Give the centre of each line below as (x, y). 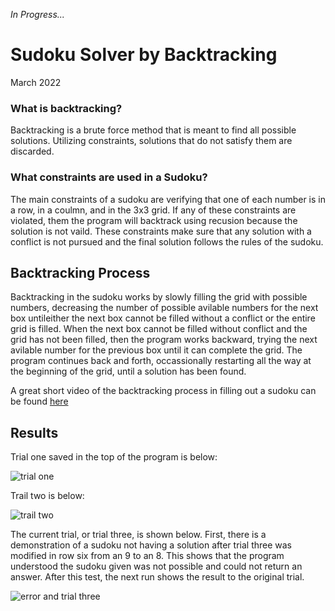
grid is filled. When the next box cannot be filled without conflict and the (159, 329)
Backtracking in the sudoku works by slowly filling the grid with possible (159, 297)
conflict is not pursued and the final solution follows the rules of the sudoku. (167, 241)
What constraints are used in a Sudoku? (109, 177)
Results (34, 432)
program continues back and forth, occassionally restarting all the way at (161, 361)
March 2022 (36, 82)
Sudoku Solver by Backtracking (144, 55)
